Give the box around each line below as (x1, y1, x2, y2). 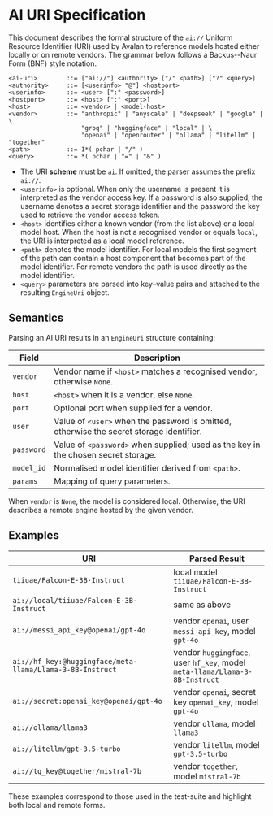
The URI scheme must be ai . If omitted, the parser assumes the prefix (19, 167, 256, 176)
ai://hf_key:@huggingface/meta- (12, 657, 138, 666)
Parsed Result (189, 553, 245, 564)
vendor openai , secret (173, 686, 256, 697)
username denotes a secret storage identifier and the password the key (19, 201, 260, 211)
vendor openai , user (173, 615, 249, 627)
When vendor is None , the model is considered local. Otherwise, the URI (8, 496, 245, 506)
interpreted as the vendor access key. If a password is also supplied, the (19, 193, 263, 202)
